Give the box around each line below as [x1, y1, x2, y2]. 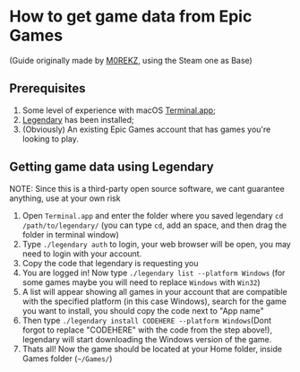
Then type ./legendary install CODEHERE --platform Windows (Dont [21, 315, 271, 325]
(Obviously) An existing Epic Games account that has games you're [21, 124, 271, 134]
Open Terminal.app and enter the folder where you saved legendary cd [21, 210, 284, 221]
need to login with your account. [21, 248, 142, 259]
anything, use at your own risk [9, 193, 121, 203]
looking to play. [21, 133, 79, 144]
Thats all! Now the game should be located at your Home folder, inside [21, 343, 282, 354]
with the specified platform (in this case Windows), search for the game [21, 296, 287, 307]
